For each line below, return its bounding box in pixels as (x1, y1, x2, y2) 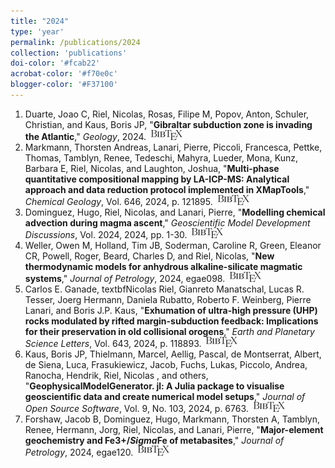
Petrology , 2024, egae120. (24, 446, 134, 458)
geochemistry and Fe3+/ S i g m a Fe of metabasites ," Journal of (24, 434, 285, 446)
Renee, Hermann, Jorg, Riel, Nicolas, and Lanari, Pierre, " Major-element (24, 423, 324, 435)
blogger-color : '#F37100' (10, 80, 118, 90)
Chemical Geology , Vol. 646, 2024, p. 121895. (24, 195, 213, 207)
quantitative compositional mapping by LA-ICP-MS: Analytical (24, 173, 290, 185)
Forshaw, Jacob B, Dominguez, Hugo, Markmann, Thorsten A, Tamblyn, (24, 413, 321, 425)
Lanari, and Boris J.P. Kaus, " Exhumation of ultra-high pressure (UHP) (24, 304, 318, 316)
